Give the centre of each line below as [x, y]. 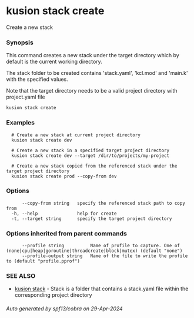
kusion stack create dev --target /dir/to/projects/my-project [90, 155]
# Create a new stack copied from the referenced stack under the [94, 166]
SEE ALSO [21, 276]
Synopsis [20, 42]
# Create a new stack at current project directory [76, 135]
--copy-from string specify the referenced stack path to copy [103, 203]
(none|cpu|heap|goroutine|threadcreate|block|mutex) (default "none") [94, 251]
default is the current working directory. [54, 62]
